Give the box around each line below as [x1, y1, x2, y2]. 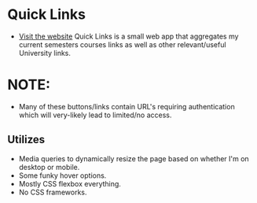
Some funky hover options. [18, 171, 107, 180]
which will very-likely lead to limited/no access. [18, 110, 172, 120]
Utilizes [7, 133, 46, 146]
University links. [18, 48, 72, 57]
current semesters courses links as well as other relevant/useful [18, 39, 226, 49]
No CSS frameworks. [18, 187, 87, 197]
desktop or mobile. [18, 162, 80, 172]
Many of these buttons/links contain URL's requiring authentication [18, 101, 235, 111]
